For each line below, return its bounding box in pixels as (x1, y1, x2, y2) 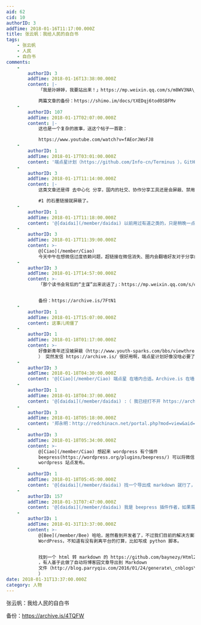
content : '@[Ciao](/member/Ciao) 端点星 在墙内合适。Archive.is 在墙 (28, 376, 195, 382)
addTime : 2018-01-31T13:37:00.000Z (28, 521, 117, 527)
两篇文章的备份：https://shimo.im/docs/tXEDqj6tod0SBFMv (38, 98, 176, 104)
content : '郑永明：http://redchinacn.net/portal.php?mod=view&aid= (28, 421, 196, 427)
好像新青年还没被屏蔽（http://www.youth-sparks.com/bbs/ (38, 348, 173, 354)
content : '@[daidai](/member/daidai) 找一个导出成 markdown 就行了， (28, 482, 196, 488)
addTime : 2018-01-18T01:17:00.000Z (28, 337, 117, 343)
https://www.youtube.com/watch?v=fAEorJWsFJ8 (38, 136, 154, 143)
